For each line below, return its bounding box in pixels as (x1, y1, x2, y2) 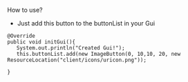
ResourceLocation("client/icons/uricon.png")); (7, 57, 147, 63)
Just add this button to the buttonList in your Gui (17, 19, 156, 27)
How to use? (7, 6, 43, 14)
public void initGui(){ (7, 39, 76, 45)
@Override (7, 32, 36, 39)
